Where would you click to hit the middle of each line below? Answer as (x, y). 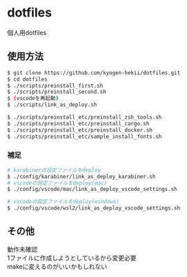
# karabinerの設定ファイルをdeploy (54, 170)
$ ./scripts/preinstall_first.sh (55, 85)
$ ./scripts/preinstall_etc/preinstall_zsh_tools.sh (85, 117)
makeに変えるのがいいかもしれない (57, 266)
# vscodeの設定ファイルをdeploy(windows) (63, 202)
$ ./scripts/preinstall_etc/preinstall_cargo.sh (78, 123)
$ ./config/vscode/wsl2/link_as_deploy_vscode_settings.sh (94, 208)
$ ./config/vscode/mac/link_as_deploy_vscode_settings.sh (92, 189)
